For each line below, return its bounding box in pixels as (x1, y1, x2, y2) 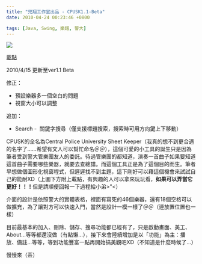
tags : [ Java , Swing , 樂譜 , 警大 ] (6, 25, 87, 31)
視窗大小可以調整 (14, 100, 58, 107)
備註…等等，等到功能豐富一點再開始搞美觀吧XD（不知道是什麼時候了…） (16, 239, 197, 246)
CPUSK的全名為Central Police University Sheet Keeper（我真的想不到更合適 (6, 138, 194, 145)
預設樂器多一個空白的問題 (14, 92, 79, 99)
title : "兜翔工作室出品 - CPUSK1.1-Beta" (6, 8, 105, 15)
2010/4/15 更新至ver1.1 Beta (6, 67, 74, 74)
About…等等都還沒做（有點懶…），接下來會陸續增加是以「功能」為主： (6, 231, 180, 238)
